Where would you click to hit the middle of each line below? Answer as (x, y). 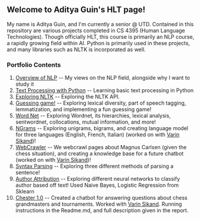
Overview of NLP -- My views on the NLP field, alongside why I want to (102, 78)
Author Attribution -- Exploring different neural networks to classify (98, 179)
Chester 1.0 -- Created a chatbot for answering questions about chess (101, 198)
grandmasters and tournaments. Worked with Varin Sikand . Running (99, 204)
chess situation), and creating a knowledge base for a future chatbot (99, 153)
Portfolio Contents (34, 65)
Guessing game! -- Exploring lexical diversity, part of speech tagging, (101, 103)
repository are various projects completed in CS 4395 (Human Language (96, 30)
